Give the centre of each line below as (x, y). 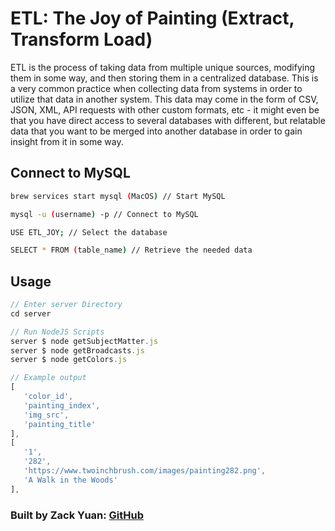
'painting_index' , (62, 405)
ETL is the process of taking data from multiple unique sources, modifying (163, 67)
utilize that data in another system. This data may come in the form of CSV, (164, 99)
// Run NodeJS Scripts (57, 332)
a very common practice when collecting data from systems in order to (156, 88)
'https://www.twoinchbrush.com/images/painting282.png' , (145, 471)
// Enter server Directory (66, 305)
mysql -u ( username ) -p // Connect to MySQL (104, 214)
